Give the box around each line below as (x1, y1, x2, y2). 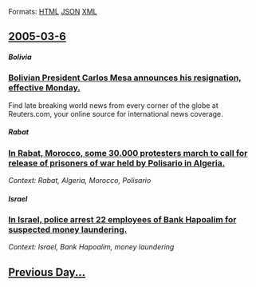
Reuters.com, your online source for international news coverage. (8, 109, 223, 118)
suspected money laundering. (8, 224, 128, 235)
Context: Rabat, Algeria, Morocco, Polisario (8, 176, 152, 185)
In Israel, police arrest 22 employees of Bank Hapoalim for (8, 214, 237, 225)
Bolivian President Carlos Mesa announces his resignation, (8, 72, 242, 83)
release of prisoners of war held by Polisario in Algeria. (8, 157, 226, 169)
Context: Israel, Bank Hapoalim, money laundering (8, 242, 175, 252)
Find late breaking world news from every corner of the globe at (8, 100, 219, 110)
